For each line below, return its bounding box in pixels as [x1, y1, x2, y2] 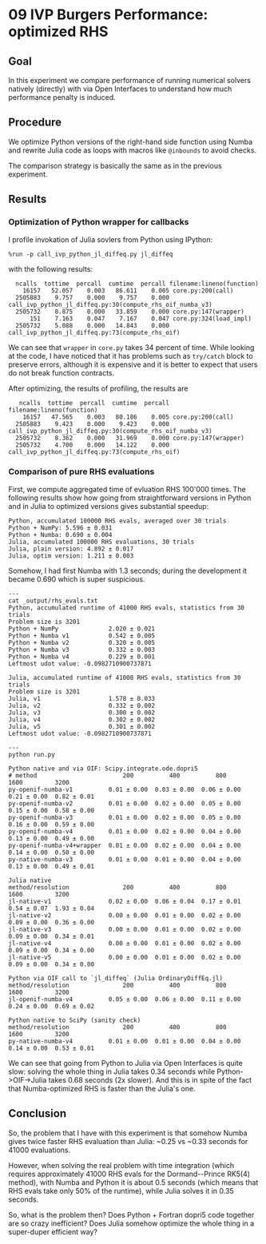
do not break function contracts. [8, 368, 115, 377]
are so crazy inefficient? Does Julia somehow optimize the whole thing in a [8, 1218, 255, 1228]
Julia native [8, 876, 52, 884]
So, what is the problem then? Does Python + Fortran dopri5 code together [8, 1210, 255, 1219]
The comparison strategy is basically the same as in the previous [8, 161, 222, 170]
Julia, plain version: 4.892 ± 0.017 [8, 545, 134, 553]
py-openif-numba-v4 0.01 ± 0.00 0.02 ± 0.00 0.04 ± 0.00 [8, 827, 241, 836]
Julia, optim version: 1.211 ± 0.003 [8, 551, 134, 560]
